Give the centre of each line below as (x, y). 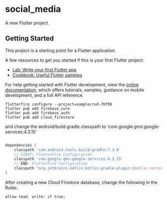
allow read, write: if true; (35, 197)
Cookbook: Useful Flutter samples (47, 75)
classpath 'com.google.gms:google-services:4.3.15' (69, 159)
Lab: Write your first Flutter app (44, 69)
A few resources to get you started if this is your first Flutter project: (75, 60)
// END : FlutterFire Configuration (51, 164)
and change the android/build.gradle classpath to (56, 126)
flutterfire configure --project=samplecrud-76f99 (59, 104)
